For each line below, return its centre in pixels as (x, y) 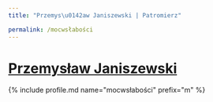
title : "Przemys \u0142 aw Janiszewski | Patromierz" (95, 15)
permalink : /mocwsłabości (50, 29)
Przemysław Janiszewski (93, 68)
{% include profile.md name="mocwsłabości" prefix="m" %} (107, 90)
